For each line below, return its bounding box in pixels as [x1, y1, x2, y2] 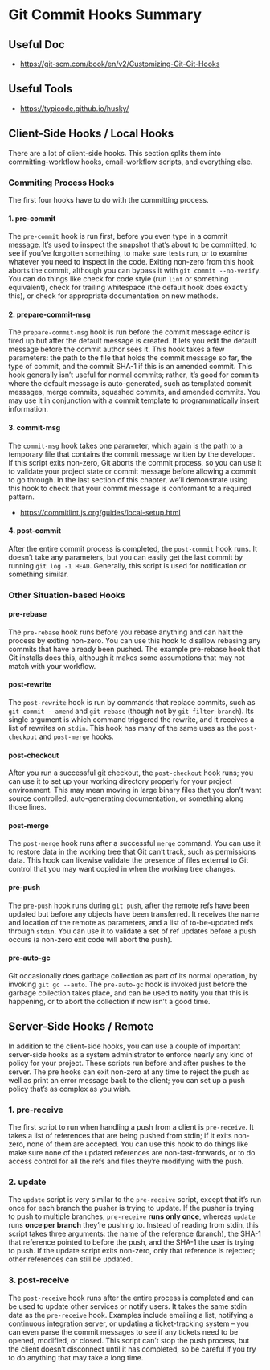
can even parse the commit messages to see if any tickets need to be [8, 1327, 239, 1336]
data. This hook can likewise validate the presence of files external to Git [8, 855, 249, 865]
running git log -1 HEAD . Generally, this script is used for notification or [8, 560, 247, 570]
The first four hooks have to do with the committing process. [8, 195, 209, 204]
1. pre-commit [8, 213, 56, 223]
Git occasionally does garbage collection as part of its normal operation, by [8, 970, 258, 980]
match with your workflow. [8, 661, 96, 671]
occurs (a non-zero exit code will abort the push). [8, 934, 173, 944]
